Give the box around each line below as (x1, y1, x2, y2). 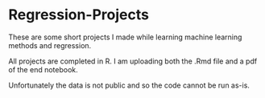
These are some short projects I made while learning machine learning (8, 32, 242, 42)
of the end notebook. (8, 64, 78, 74)
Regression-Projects (8, 6, 149, 24)
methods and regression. (8, 40, 92, 50)
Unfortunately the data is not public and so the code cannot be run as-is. (8, 80, 250, 90)
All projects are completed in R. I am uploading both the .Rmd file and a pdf (8, 56, 258, 66)
